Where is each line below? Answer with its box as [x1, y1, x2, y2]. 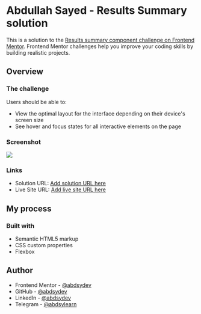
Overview [6, 67, 44, 77]
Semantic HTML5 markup [14, 235, 79, 242]
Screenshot [6, 138, 41, 146]
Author [6, 265, 33, 276]
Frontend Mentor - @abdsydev [14, 281, 92, 289]
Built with [6, 221, 35, 230]
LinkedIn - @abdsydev [14, 294, 71, 301]
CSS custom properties [14, 241, 73, 248]
